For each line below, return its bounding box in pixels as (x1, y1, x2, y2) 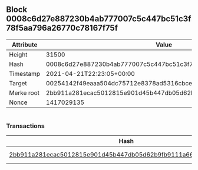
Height (9, 50, 28, 58)
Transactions (6, 122, 45, 130)
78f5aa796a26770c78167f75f (6, 23, 118, 33)
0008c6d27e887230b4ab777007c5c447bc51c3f (6, 14, 192, 24)
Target (9, 79, 28, 87)
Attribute (11, 41, 38, 49)
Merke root (9, 88, 40, 96)
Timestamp (9, 69, 41, 78)
